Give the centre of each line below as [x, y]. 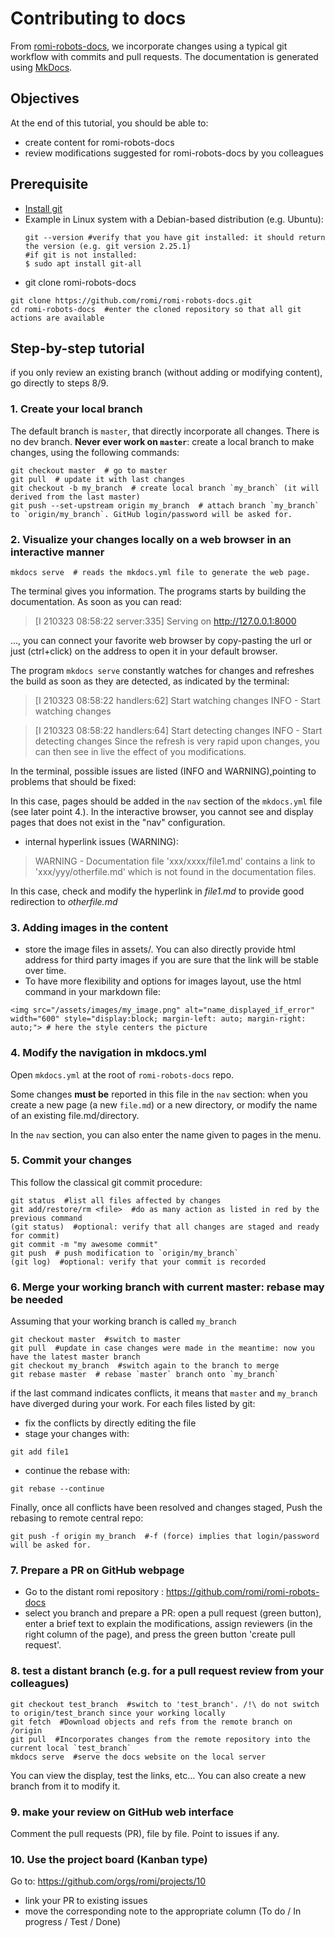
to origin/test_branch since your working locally [118, 1713]
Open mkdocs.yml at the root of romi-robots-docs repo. [122, 1074]
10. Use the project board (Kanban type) [109, 1859]
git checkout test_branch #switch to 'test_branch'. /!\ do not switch [165, 1704]
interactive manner [57, 552]
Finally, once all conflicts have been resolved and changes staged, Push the [166, 1508]
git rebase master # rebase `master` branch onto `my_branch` [145, 1375]
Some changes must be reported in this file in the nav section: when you [159, 1094]
